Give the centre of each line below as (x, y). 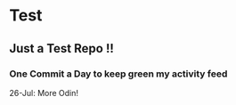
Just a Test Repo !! (61, 48)
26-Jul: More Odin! (44, 93)
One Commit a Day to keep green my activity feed (118, 74)
